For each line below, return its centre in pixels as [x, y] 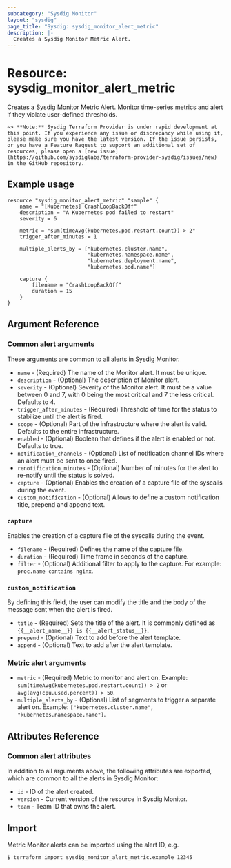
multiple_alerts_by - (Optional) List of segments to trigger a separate [116, 700]
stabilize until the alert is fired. [60, 416]
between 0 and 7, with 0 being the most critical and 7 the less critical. [115, 394]
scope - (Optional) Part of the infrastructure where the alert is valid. [112, 424]
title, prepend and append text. [61, 504]
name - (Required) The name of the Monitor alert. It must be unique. [112, 372]
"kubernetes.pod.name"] [121, 267]
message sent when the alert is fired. [60, 610]
